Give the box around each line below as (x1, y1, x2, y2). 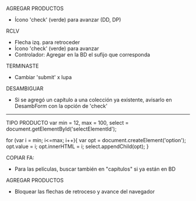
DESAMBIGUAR (6, 85, 44, 92)
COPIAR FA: (6, 154, 34, 161)
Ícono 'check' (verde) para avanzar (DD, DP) (14, 16, 121, 23)
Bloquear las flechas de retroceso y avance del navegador (14, 188, 155, 195)
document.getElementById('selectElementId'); (6, 125, 117, 132)
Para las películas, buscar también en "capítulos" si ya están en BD (14, 165, 176, 172)
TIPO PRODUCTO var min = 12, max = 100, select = (6, 119, 129, 126)
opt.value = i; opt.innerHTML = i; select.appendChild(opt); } (6, 143, 149, 150)
